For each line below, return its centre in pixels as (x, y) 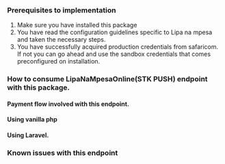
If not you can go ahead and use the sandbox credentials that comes (114, 54)
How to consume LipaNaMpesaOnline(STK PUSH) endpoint (107, 79)
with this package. (39, 87)
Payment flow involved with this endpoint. (68, 104)
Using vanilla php (32, 120)
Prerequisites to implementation (62, 10)
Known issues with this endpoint (63, 152)
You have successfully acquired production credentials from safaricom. (118, 47)
